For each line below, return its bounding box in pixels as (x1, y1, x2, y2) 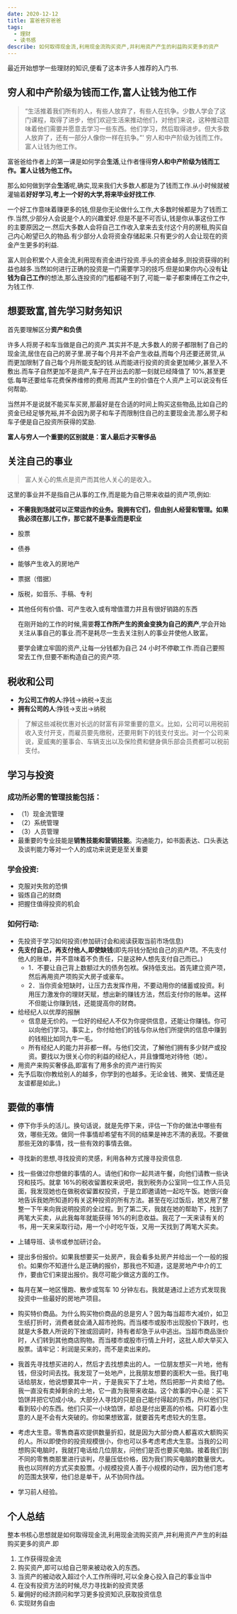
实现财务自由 (17, 1599, 55, 1608)
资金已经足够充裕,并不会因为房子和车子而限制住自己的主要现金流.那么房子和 (7, 409, 229, 417)
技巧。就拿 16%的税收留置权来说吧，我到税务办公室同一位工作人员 (30, 1178, 224, 1187)
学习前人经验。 (17, 1488, 62, 1496)
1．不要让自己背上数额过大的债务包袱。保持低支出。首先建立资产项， (28, 963, 230, 972)
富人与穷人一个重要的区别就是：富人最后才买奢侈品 (7, 432, 156, 441)
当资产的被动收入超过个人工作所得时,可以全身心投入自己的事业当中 (17, 1572, 212, 1581)
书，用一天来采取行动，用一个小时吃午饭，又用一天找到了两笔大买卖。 (17, 1222, 223, 1231)
